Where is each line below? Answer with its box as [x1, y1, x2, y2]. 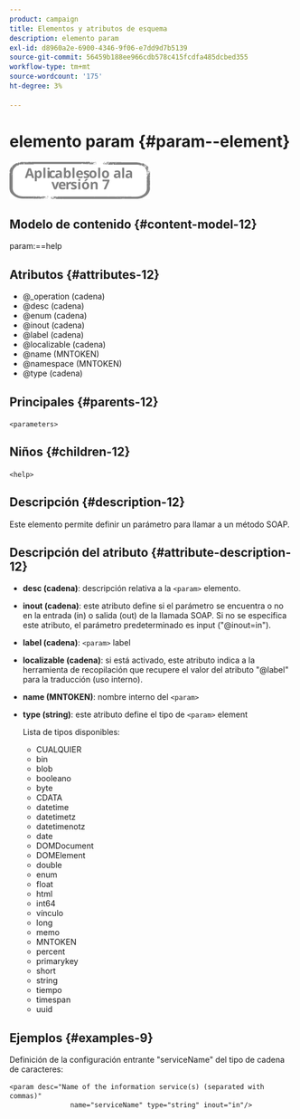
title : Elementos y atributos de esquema [9, 24, 168, 33]
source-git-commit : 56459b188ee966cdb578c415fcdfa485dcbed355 [9, 53, 248, 62]
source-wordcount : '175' [9, 72, 103, 81]
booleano [35, 773, 72, 784]
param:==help [9, 241, 62, 252]
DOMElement [35, 850, 86, 861]
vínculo [35, 908, 64, 919]
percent [35, 946, 66, 957]
